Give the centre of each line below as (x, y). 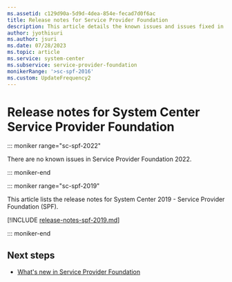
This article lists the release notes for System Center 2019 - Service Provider (116, 199)
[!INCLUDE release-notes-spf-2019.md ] (64, 220)
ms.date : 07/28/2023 (37, 46)
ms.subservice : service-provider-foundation (72, 65)
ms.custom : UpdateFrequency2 (49, 78)
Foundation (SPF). (33, 207)
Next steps (31, 255)
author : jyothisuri (35, 33)
